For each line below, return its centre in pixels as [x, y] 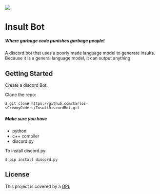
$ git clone [17, 103]
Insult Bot [25, 27]
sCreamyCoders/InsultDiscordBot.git [42, 108]
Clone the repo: [21, 95]
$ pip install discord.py [31, 159]
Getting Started [29, 73]
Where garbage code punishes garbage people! [55, 40]
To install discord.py [25, 151]
